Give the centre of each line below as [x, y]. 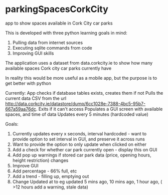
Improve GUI [25, 165]
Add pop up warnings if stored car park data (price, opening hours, [82, 155]
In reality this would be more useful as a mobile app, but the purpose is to [81, 78]
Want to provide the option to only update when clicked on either [79, 144]
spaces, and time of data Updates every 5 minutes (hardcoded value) [77, 114]
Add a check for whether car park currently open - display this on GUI [85, 149]
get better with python [28, 83]
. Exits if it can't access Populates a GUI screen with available [99, 109]
